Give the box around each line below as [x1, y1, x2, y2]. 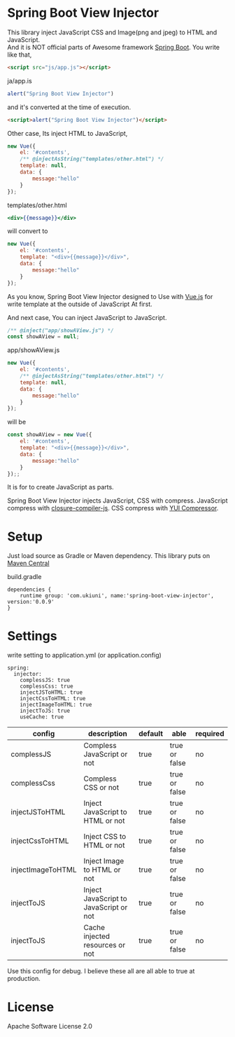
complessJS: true [20, 677, 71, 684]
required [195, 729, 225, 739]
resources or [83, 940, 126, 950]
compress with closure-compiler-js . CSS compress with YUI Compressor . [7, 504, 219, 513]
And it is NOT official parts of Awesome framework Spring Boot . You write [7, 43, 220, 51]
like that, [7, 50, 32, 59]
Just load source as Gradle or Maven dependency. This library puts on [7, 552, 211, 560]
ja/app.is [7, 76, 33, 85]
